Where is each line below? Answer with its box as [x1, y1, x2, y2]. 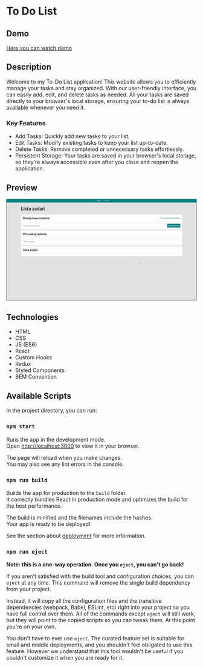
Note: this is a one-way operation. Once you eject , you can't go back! [6, 561, 184, 568]
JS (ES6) [14, 341, 37, 348]
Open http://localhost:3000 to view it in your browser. [6, 442, 140, 450]
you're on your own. [6, 623, 56, 631]
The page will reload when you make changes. [6, 454, 123, 461]
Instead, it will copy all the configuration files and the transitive [6, 597, 162, 605]
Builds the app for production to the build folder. [6, 489, 127, 496]
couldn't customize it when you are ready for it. [6, 654, 124, 662]
